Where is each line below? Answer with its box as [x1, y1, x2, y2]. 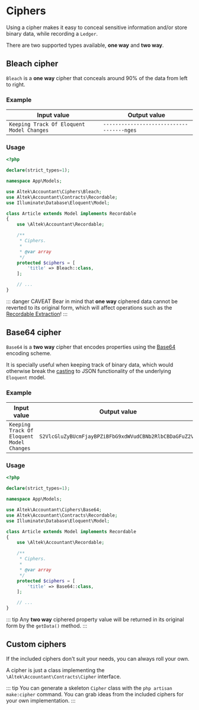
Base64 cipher [6, 327, 62, 338]
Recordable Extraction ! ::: [6, 310, 68, 317]
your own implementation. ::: [6, 697, 76, 704]
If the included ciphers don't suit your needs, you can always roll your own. [6, 655, 190, 662]
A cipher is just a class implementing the [6, 666, 105, 674]
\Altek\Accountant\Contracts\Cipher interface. [6, 673, 121, 680]
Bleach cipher [6, 59, 59, 69]
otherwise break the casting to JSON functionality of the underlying [6, 367, 172, 374]
